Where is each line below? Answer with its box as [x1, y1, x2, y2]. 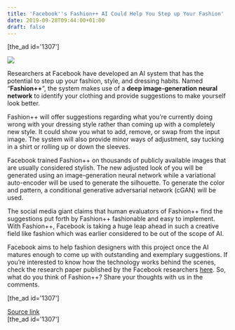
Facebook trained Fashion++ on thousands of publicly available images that [7, 156, 227, 165]
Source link [7, 308, 40, 316]
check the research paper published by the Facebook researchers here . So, [7, 265, 226, 274]
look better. [7, 99, 41, 107]
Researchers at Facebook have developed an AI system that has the [7, 70, 204, 78]
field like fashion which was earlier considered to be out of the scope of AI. [7, 230, 224, 238]
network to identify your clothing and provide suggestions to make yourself [7, 92, 226, 100]
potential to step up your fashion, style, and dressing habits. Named [7, 77, 203, 85]
